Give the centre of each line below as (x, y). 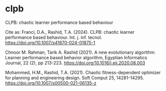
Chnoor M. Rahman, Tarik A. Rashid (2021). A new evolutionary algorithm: (80, 52)
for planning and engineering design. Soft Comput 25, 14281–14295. (75, 78)
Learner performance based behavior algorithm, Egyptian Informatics (76, 57)
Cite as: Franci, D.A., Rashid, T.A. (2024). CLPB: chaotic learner (70, 32)
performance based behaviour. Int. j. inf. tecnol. (54, 37)
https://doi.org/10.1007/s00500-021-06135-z (51, 83)
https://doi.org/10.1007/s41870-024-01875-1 (50, 42)
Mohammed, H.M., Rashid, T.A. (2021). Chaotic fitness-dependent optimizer (83, 72)
